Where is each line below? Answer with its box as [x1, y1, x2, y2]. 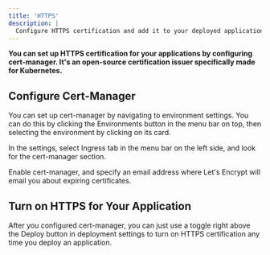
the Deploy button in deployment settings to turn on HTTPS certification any [8, 229, 260, 238]
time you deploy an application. [8, 238, 112, 247]
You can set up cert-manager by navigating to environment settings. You [8, 110, 249, 121]
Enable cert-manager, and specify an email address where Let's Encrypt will [8, 167, 261, 177]
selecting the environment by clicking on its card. [8, 128, 171, 138]
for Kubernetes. [8, 66, 63, 76]
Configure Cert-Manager [8, 89, 137, 103]
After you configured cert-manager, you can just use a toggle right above [8, 220, 251, 230]
